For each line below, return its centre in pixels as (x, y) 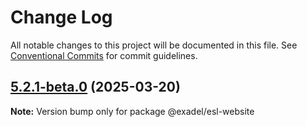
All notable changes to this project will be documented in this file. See (154, 45)
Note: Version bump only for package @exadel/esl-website (132, 111)
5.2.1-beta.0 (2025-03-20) (95, 87)
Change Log (61, 17)
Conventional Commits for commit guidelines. (104, 55)
